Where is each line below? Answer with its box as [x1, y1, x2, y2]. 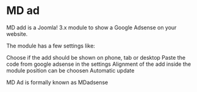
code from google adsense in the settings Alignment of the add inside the [6, 60, 191, 68]
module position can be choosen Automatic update [6, 66, 135, 74]
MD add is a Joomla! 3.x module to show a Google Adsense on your [6, 24, 177, 31]
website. [6, 30, 28, 37]
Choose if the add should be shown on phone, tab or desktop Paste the [6, 54, 186, 61]
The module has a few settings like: [6, 42, 96, 49]
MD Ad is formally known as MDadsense [6, 79, 109, 86]
